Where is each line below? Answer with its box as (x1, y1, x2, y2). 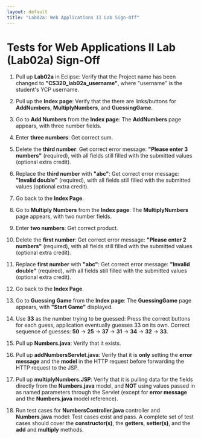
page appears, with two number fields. (15, 213, 112, 220)
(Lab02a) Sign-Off (7, 53, 101, 67)
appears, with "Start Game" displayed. (15, 303, 113, 311)
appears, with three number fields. (15, 122, 102, 130)
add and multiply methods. (15, 426, 84, 434)
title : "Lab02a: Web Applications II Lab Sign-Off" (7, 14, 139, 21)
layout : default (7, 8, 48, 15)
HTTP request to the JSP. (15, 364, 79, 371)
